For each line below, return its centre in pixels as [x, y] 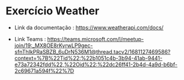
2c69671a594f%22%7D [44, 70]
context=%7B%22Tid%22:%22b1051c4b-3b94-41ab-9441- [88, 58]
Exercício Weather [53, 11]
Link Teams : [30, 39]
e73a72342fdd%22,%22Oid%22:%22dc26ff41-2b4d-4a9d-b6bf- [96, 64]
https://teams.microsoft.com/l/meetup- [96, 39]
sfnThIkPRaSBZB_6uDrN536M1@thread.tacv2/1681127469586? [92, 51]
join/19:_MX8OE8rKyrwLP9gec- [54, 45]
